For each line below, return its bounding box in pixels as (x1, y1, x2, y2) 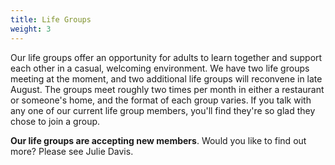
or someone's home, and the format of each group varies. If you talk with (10, 94, 312, 106)
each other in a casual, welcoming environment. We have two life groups (10, 62, 310, 74)
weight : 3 (10, 24, 52, 34)
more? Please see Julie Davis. (10, 145, 134, 157)
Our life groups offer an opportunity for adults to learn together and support (10, 51, 323, 63)
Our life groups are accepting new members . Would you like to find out (10, 134, 307, 146)
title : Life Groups (10, 14, 92, 25)
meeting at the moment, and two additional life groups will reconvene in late (10, 72, 323, 85)
